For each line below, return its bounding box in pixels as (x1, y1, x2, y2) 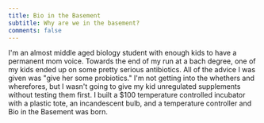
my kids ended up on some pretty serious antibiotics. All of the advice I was (8, 65, 256, 75)
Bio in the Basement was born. (8, 107, 109, 117)
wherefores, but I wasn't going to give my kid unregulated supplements (8, 82, 241, 91)
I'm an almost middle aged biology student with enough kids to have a (8, 48, 237, 58)
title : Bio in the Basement (8, 11, 101, 20)
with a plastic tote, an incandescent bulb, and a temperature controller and (8, 98, 252, 108)
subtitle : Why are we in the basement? (8, 19, 140, 27)
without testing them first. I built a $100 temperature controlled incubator (8, 90, 246, 100)
